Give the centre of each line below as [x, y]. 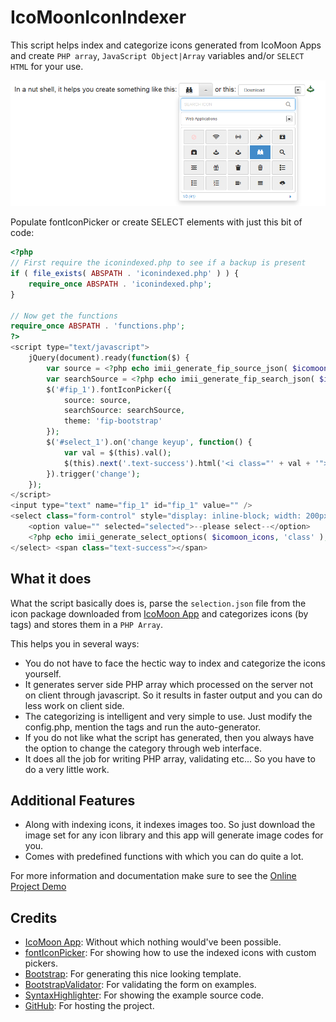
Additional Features [73, 800]
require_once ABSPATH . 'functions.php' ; [98, 326]
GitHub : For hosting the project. [89, 1006]
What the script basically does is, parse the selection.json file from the [158, 603]
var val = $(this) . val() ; [117, 452]
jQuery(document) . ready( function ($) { [109, 358]
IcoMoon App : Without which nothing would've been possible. [153, 942]
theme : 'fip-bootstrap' [113, 421]
